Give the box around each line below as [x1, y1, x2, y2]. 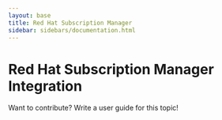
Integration [8, 77, 83, 95]
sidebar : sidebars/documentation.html [8, 26, 136, 34]
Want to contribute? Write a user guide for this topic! [8, 103, 179, 113]
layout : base [8, 11, 51, 20]
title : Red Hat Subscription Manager [8, 19, 133, 27]
